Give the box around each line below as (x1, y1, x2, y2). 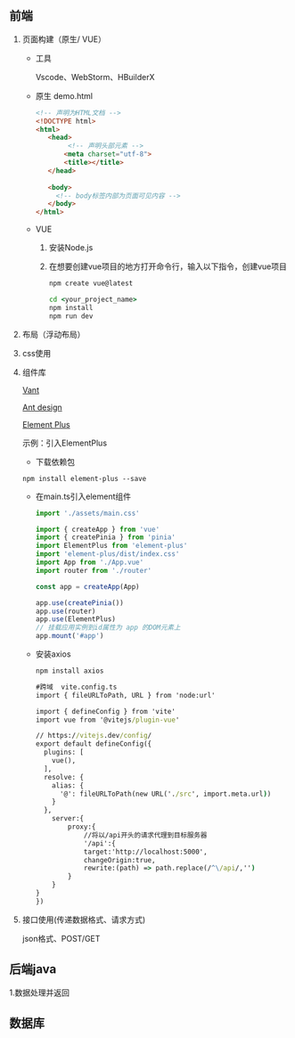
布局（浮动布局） (21, 329, 86, 339)
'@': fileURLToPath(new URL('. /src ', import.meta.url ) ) (59, 789, 272, 798)
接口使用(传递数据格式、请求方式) (21, 914, 146, 925)
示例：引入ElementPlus (21, 437, 108, 448)
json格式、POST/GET (21, 933, 101, 944)
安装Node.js (48, 242, 94, 253)
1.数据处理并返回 (9, 987, 70, 998)
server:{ (52, 814, 85, 823)
